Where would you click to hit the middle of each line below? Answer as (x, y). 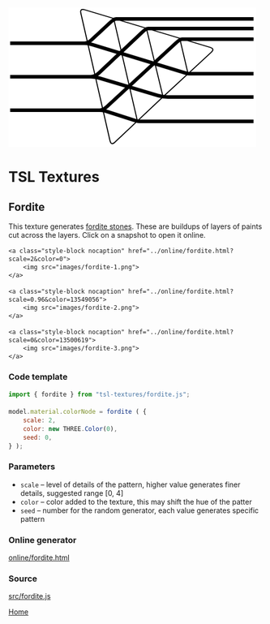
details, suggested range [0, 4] (72, 493)
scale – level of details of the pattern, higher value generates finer (130, 484)
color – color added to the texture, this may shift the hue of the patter (136, 501)
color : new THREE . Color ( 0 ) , (70, 428)
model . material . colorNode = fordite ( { (78, 412)
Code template (38, 377)
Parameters (32, 467)
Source (23, 579)
